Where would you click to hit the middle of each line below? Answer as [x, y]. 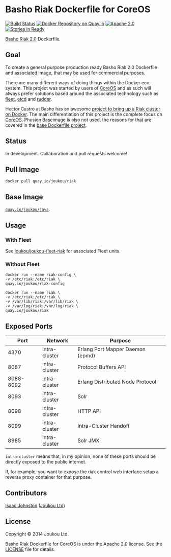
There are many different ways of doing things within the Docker [73, 82]
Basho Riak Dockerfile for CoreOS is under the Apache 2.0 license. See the [84, 544]
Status [16, 141]
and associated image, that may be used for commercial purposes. [75, 73]
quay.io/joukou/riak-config [35, 284]
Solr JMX [89, 440]
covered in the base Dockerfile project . [46, 125]
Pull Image [22, 169]
